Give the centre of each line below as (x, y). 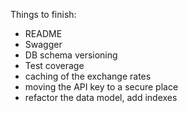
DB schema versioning (71, 55)
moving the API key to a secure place (101, 87)
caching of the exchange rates (88, 76)
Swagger (43, 44)
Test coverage (54, 65)
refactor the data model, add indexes (101, 97)
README (43, 33)
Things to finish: (43, 14)
